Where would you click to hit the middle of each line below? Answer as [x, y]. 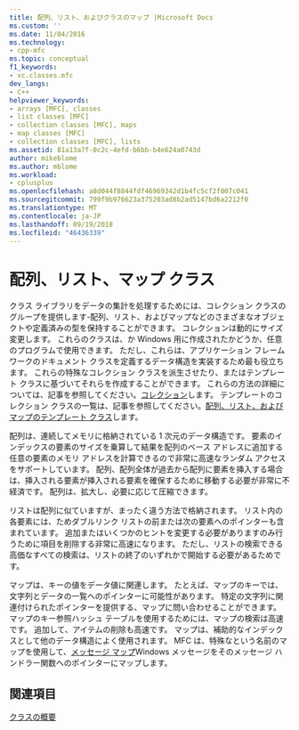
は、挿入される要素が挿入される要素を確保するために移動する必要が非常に [145, 481]
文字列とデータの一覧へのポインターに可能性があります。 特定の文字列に [142, 596]
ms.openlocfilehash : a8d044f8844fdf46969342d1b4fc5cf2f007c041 [129, 191]
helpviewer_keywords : [49, 100]
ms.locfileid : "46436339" [57, 232]
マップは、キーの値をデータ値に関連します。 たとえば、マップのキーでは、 [146, 585]
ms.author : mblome [43, 166]
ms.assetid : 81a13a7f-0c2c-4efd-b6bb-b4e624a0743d [105, 150]
